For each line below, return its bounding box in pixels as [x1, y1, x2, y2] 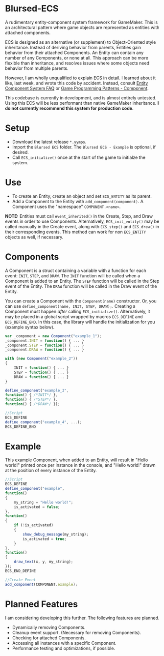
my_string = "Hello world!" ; [14, 500, 73, 505]
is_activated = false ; [14, 505, 60, 509]
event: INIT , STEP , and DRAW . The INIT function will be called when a [5, 272, 141, 278]
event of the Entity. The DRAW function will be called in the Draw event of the [5, 283, 157, 289]
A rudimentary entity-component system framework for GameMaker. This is [5, 19, 158, 25]
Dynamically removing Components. [12, 624, 86, 630]
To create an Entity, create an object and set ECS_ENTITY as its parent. [12, 193, 152, 199]
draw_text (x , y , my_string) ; [14, 559, 73, 565]
